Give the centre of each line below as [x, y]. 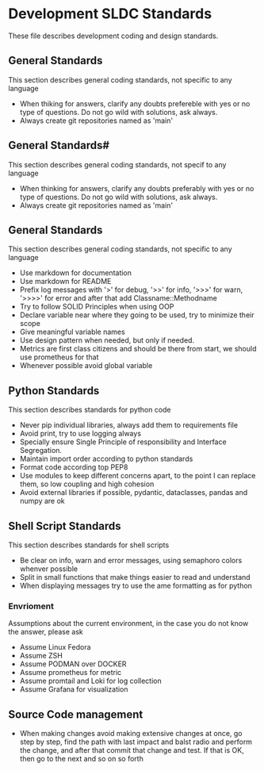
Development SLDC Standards [110, 14]
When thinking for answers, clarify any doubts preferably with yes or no [137, 188]
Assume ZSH [41, 656]
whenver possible [48, 569]
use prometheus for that [59, 357]
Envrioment [31, 606]
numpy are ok [42, 501]
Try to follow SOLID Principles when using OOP [97, 307]
